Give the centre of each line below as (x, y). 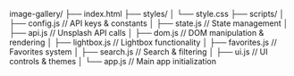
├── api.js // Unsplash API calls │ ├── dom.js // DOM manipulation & (137, 33)
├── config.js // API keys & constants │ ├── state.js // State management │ (149, 23)
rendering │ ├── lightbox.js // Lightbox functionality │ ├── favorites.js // (143, 42)
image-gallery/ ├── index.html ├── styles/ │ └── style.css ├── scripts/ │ (147, 14)
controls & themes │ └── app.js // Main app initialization (113, 61)
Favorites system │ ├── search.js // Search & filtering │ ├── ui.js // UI (139, 52)
